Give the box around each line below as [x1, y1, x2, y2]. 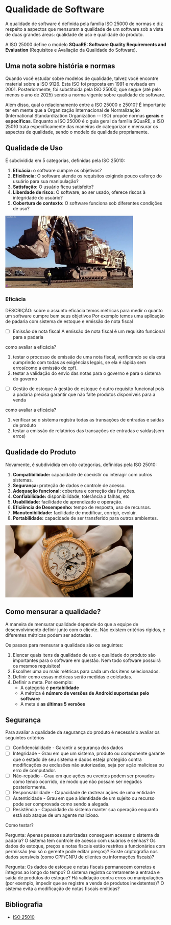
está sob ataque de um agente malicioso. [12, 812, 100, 818]
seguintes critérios [5, 735, 44, 741]
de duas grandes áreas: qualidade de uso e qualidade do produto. [5, 31, 144, 37]
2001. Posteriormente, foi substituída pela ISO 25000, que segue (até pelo [5, 86, 161, 92]
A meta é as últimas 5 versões [20, 701, 85, 707]
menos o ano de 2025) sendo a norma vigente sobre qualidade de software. [5, 91, 166, 98]
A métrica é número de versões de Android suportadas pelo [20, 690, 150, 696]
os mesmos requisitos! [12, 662, 60, 669]
